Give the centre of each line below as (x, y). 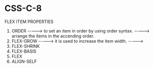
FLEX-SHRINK (26, 46)
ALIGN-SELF (24, 61)
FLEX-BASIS (24, 51)
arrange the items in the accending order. (53, 36)
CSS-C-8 (23, 8)
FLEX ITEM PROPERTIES (29, 22)
